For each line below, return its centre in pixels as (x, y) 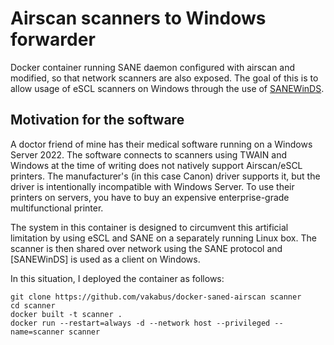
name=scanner (37, 332)
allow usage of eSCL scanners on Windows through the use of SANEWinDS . (167, 88)
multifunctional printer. (57, 208)
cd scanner (33, 305)
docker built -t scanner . (66, 314)
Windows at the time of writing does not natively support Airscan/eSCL (156, 165)
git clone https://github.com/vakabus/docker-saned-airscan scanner (156, 297)
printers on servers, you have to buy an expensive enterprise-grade (150, 197)
